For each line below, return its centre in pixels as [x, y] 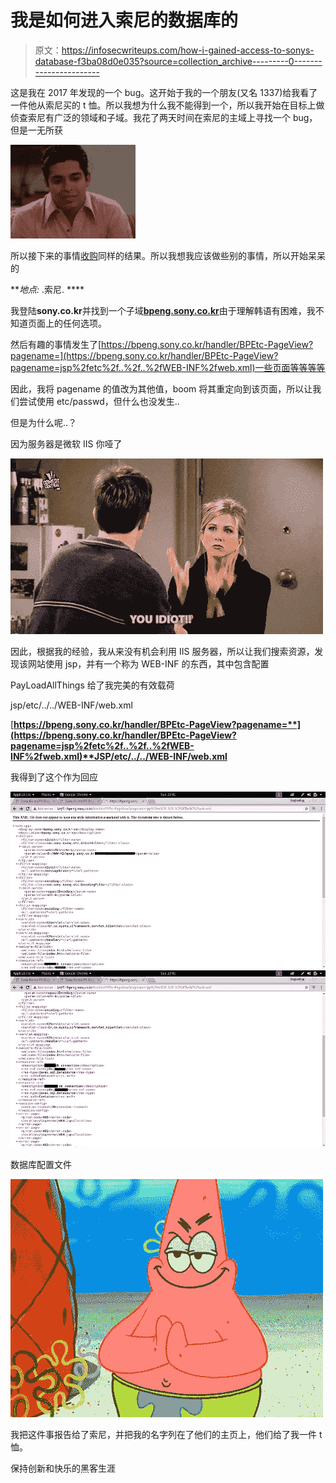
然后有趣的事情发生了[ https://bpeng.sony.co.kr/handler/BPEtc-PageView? [162, 344]
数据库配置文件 [41, 1165]
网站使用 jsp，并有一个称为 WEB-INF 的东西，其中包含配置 [148, 663]
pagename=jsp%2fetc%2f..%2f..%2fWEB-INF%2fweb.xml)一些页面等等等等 [168, 367]
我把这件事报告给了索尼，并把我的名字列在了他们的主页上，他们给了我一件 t [166, 1435]
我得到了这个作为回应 [54, 777]
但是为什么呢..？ [44, 422]
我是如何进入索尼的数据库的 [124, 20]
